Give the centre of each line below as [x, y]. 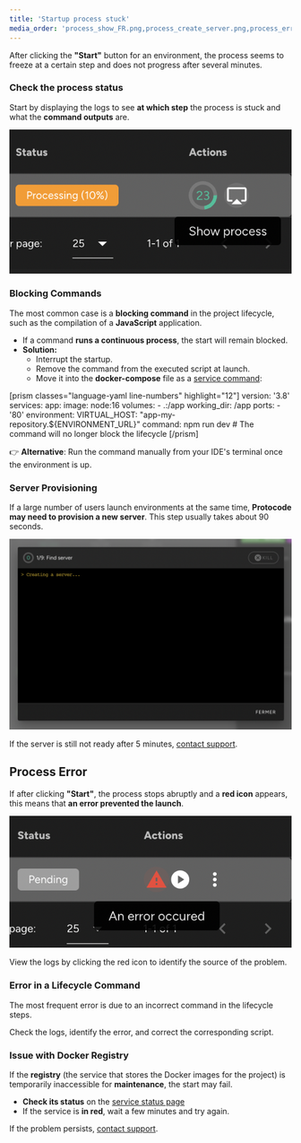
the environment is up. [51, 464]
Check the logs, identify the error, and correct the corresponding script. [142, 1032]
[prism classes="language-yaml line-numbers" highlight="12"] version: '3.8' [150, 396]
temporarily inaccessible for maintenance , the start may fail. [121, 1084]
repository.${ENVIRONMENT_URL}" [75, 424]
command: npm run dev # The [198, 424]
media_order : [34, 28]
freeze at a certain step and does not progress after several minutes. [136, 65]
